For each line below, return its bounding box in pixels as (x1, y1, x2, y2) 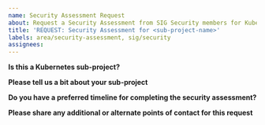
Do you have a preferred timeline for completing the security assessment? (8, 93, 257, 102)
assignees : (8, 41, 44, 49)
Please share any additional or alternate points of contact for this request (8, 108, 253, 118)
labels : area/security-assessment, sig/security (8, 33, 171, 42)
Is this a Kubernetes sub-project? (8, 62, 121, 72)
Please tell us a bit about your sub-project (8, 78, 148, 87)
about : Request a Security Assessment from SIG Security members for (8, 19, 242, 27)
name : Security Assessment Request (8, 11, 125, 20)
